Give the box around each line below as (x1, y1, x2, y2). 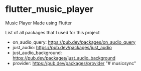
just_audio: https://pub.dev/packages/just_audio (12, 44, 112, 50)
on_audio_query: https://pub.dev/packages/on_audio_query (12, 39, 136, 45)
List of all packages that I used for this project (5, 29, 100, 35)
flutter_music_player (5, 3, 94, 15)
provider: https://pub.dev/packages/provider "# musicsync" (12, 60, 136, 66)
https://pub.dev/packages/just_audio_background (12, 55, 116, 61)
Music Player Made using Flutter (5, 20, 72, 26)
